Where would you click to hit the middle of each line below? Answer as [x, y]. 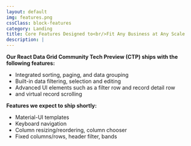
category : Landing [29, 29]
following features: [31, 63]
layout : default [27, 12]
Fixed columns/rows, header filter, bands [66, 136]
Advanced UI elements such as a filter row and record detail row [95, 87]
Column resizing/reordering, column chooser [71, 130]
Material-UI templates [42, 117]
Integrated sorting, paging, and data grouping [72, 75]
